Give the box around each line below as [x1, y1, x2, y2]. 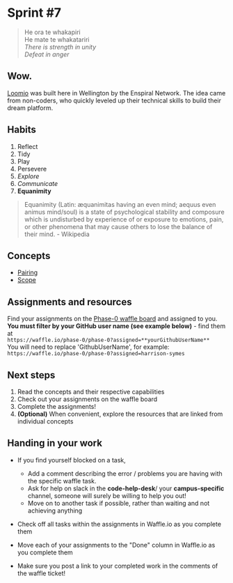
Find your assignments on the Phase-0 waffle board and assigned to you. [7, 315, 218, 323]
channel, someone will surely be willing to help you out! [27, 491, 186, 499]
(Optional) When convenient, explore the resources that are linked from [17, 410, 223, 418]
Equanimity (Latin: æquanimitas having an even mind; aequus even [24, 200, 216, 208]
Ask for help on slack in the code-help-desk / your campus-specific [27, 484, 225, 492]
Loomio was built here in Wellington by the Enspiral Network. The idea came [7, 88, 226, 97]
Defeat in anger [24, 50, 70, 59]
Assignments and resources [7, 296, 132, 308]
